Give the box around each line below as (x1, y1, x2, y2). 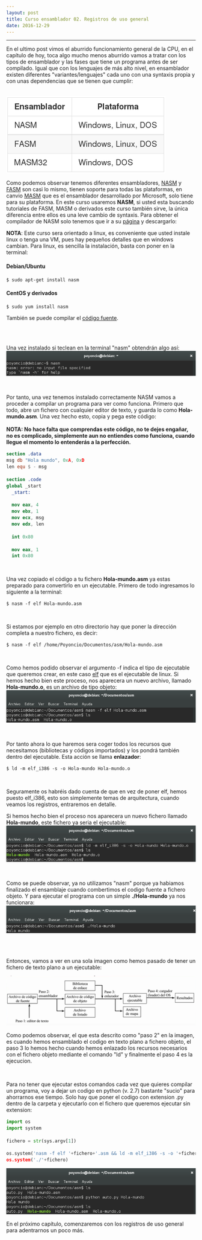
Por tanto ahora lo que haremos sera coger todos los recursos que (6, 740, 171, 747)
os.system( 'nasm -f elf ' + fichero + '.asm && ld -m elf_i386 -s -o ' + (6, 1151, 182, 1157)
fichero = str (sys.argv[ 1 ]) (6, 1138, 77, 1144)
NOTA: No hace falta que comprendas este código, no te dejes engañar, (6, 426, 188, 433)
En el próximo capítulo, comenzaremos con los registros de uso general (6, 1220, 184, 1227)
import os (6, 1119, 31, 1125)
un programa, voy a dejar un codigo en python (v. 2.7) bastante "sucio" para (6, 1087, 195, 1094)
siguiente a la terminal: (6, 589, 63, 596)
